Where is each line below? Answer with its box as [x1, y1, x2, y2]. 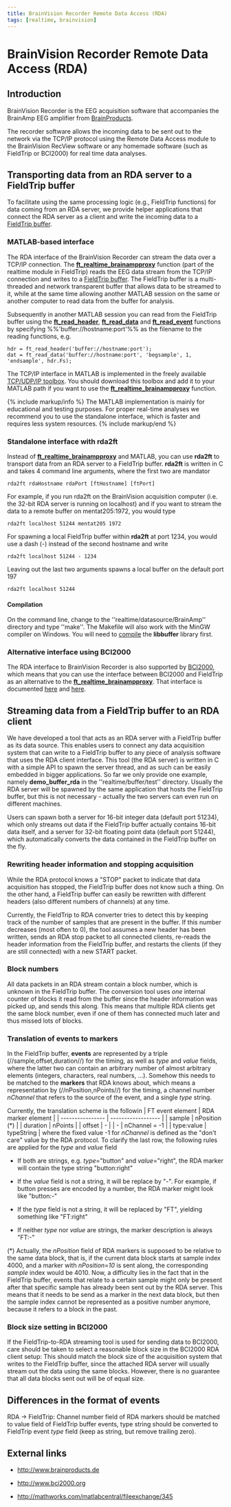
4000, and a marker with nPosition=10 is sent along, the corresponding [7, 1261, 208, 1269]
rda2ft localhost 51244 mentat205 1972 [7, 520, 122, 527]
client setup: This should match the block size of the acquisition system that [7, 1353, 222, 1361]
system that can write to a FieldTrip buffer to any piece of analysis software [7, 749, 221, 757]
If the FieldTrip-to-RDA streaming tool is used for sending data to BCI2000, [7, 1338, 219, 1347]
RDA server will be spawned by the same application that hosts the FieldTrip [7, 785, 223, 793]
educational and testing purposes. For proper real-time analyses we [7, 404, 199, 413]
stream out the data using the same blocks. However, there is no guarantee [7, 1367, 220, 1375]
